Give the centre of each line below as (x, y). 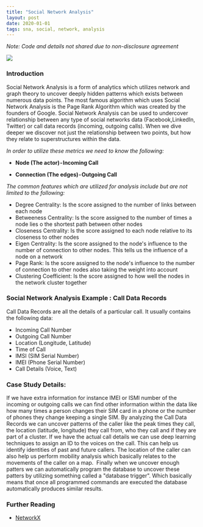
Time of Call (30, 349)
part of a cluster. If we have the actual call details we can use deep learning (101, 437)
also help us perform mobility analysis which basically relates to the (91, 456)
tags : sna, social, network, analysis (55, 29)
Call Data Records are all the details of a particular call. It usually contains (98, 311)
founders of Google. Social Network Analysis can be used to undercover (97, 113)
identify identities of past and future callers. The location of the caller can (98, 450)
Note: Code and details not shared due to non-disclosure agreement (92, 46)
